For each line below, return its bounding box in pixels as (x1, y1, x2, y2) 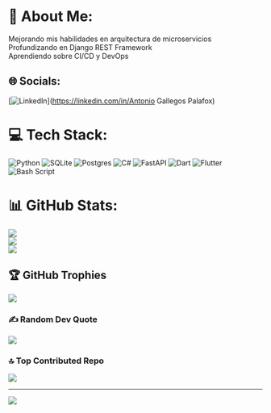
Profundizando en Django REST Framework (8, 42, 152, 52)
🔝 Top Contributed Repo (8, 355, 105, 366)
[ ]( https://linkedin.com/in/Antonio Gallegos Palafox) (8, 96, 215, 106)
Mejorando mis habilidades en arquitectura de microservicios (8, 34, 212, 44)
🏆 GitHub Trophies (8, 269, 107, 282)
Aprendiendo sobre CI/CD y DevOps (8, 51, 129, 60)
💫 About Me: (8, 7, 94, 26)
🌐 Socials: (8, 74, 61, 88)
